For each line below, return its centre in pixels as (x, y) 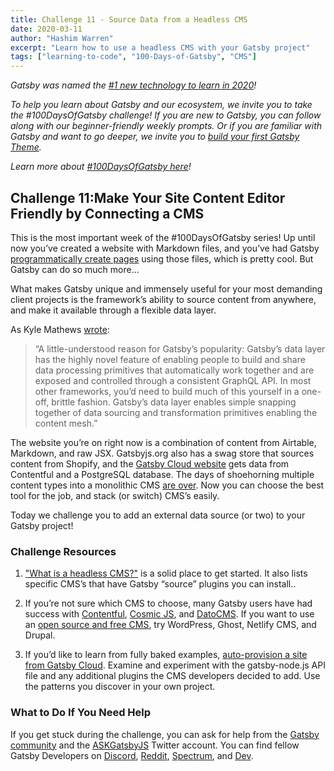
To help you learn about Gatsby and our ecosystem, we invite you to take (161, 105)
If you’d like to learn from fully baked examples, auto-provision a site (166, 655)
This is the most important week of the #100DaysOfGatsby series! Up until (163, 237)
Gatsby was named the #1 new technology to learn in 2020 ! (133, 85)
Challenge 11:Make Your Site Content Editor (148, 197)
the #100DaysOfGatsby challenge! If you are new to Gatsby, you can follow (166, 115)
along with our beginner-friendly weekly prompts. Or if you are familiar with (166, 126)
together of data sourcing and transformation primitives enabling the (176, 412)
